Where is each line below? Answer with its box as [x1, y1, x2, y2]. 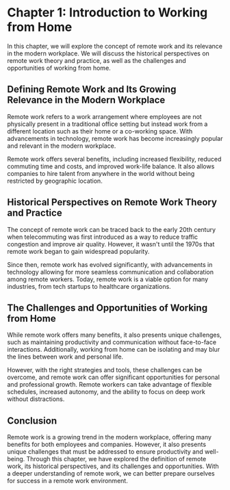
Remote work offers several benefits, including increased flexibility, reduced [7, 155, 222, 163]
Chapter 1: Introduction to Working [7, 5, 208, 21]
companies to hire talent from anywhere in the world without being [7, 169, 195, 177]
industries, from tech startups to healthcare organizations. [7, 282, 171, 290]
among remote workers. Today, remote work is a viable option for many [7, 275, 209, 283]
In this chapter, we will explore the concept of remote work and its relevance [7, 42, 222, 50]
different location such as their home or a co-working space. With [7, 127, 193, 135]
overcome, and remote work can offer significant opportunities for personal [7, 373, 220, 381]
